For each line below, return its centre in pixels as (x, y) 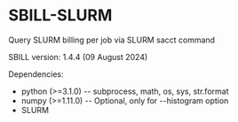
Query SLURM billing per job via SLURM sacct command (111, 40)
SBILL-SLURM (60, 15)
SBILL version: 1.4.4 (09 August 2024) (78, 57)
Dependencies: (36, 74)
